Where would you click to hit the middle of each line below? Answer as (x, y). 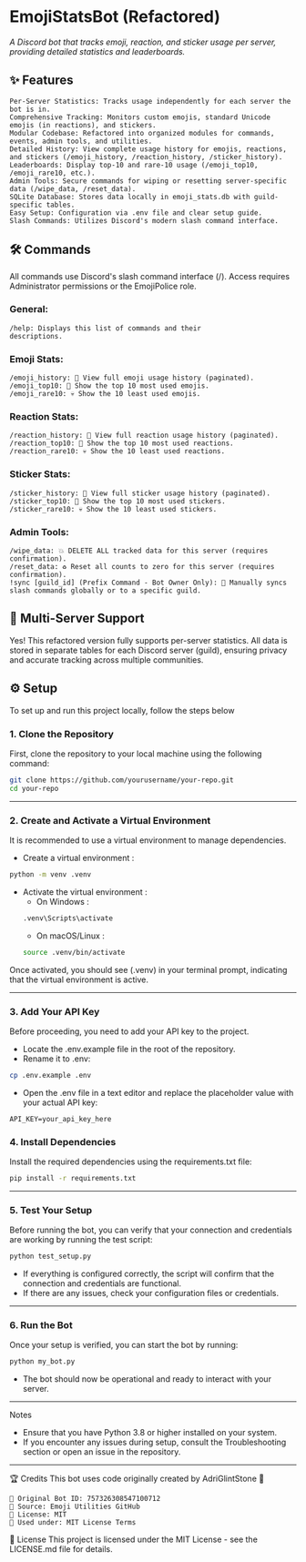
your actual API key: (60, 1102)
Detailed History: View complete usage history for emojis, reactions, (148, 149)
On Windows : (62, 901)
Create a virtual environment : (78, 858)
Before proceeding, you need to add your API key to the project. (129, 1031)
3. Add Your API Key (55, 1011)
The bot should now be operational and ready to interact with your (147, 1379)
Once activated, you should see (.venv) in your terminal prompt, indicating (148, 969)
